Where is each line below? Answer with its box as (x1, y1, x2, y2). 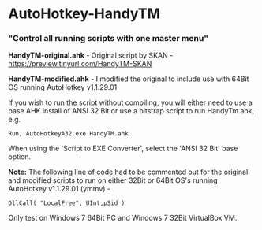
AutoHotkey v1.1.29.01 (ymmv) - (8, 184, 110, 194)
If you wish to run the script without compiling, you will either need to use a (8, 98, 253, 107)
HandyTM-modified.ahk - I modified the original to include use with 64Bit (8, 74, 249, 83)
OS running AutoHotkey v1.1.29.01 (8, 83, 118, 92)
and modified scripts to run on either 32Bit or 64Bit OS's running (8, 176, 219, 185)
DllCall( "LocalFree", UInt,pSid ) (8, 199, 125, 207)
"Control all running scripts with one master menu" (8, 33, 209, 44)
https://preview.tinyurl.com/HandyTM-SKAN (8, 59, 152, 69)
